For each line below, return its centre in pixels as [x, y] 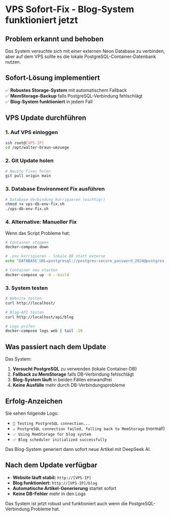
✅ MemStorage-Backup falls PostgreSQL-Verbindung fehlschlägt [74, 96]
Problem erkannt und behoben [55, 39]
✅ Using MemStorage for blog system [52, 434]
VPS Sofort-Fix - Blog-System [70, 9]
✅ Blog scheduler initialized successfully [60, 440]
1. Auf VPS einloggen [32, 132]
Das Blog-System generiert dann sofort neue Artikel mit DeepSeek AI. [78, 449]
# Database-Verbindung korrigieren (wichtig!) [55, 199]
